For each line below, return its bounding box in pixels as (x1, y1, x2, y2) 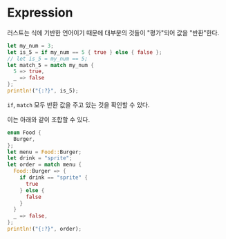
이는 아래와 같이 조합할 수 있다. (7, 115, 91, 124)
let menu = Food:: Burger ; (7, 149, 82, 155)
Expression (7, 5, 73, 21)
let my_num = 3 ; (7, 42, 54, 49)
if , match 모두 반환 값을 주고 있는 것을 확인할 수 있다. (7, 100, 150, 108)
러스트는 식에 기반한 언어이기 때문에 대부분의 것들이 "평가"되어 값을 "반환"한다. (7, 28, 220, 37)
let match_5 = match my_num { (7, 61, 95, 68)
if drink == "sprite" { (19, 174, 88, 181)
